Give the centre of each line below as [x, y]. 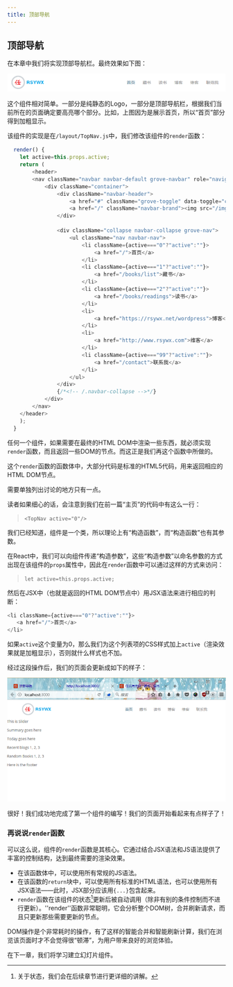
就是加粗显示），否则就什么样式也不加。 [69, 653]
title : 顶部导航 [28, 15]
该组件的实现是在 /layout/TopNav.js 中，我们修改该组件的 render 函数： [107, 136]
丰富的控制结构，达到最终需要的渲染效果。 [68, 858]
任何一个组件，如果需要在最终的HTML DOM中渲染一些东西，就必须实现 [109, 442]
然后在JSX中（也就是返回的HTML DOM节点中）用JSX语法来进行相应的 [109, 592]
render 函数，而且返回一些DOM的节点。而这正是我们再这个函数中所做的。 [112, 451]
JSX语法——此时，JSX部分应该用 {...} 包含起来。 [88, 890]
